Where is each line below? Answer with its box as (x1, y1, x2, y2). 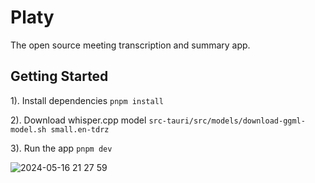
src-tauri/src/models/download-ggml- (148, 116, 306, 126)
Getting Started (10, 68, 109, 85)
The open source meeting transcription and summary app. (10, 39, 251, 51)
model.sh (10, 124, 47, 135)
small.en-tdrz (50, 124, 110, 135)
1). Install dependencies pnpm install (10, 94, 164, 106)
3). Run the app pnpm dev (10, 142, 113, 154)
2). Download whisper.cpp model (10, 114, 147, 126)
